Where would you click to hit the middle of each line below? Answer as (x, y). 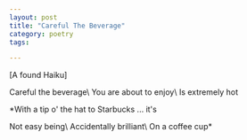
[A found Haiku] (38, 75)
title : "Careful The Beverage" (67, 26)
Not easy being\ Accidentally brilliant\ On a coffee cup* (111, 127)
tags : (19, 42)
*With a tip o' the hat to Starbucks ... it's (83, 109)
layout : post (33, 17)
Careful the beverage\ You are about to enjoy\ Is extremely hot (124, 92)
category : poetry (41, 34)
